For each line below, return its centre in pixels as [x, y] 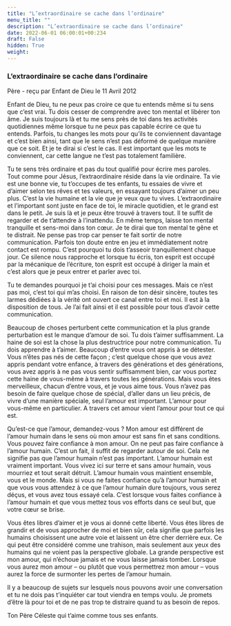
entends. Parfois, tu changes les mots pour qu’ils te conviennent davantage [114, 134]
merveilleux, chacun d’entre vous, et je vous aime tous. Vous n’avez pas [109, 386]
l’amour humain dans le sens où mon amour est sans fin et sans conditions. [114, 436]
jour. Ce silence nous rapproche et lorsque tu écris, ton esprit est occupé [111, 257]
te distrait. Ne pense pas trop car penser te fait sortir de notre [94, 235]
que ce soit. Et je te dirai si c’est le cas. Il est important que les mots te [107, 148]
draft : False [26, 39]
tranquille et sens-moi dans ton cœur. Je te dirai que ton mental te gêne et [113, 228]
